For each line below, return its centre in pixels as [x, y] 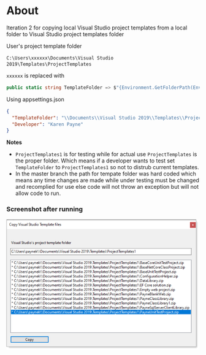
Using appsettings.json [35, 99]
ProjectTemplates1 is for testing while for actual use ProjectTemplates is [106, 155]
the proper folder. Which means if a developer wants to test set [95, 161]
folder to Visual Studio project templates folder [65, 34]
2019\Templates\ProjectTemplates [49, 64]
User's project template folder [44, 46]
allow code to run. [38, 193]
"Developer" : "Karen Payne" [48, 124]
